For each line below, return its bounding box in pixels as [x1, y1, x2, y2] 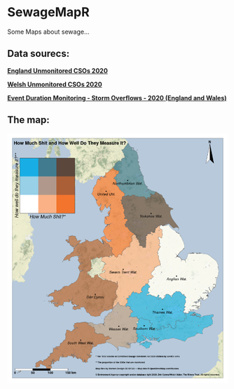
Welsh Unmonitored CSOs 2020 [7, 80, 103, 88]
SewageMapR [7, 4, 90, 20]
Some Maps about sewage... [7, 27, 90, 36]
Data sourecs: [7, 48, 70, 60]
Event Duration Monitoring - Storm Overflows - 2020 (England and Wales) [7, 93, 227, 102]
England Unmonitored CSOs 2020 [7, 66, 109, 74]
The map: [7, 114, 50, 126]
